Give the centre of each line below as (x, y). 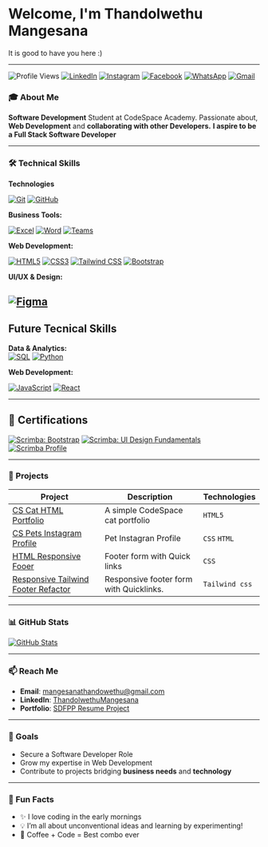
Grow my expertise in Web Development (86, 762)
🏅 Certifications (48, 420)
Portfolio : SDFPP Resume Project (75, 709)
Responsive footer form (149, 579)
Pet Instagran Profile (143, 538)
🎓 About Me (34, 97)
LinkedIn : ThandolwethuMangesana (79, 700)
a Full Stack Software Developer (63, 135)
